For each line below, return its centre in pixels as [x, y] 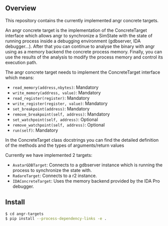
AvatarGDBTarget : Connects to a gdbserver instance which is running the [87, 165]
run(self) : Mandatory [35, 130]
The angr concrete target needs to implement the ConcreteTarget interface [83, 72]
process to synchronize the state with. [52, 170]
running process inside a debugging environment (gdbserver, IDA [73, 41]
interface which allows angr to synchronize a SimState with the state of [79, 35]
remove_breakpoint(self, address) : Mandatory [61, 114]
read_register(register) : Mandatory [51, 98]
